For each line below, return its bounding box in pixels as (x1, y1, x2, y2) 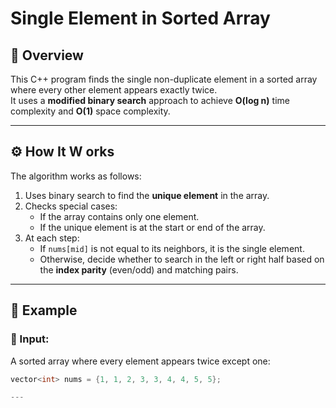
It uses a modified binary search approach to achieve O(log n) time (10, 95, 290, 106)
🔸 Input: (10, 332, 50, 346)
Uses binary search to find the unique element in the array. (24, 189, 270, 201)
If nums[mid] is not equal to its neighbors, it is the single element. (39, 242, 305, 254)
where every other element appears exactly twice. (10, 84, 218, 96)
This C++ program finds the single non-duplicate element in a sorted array (10, 73, 318, 85)
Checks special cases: (24, 200, 118, 212)
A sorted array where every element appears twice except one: (10, 355, 271, 367)
